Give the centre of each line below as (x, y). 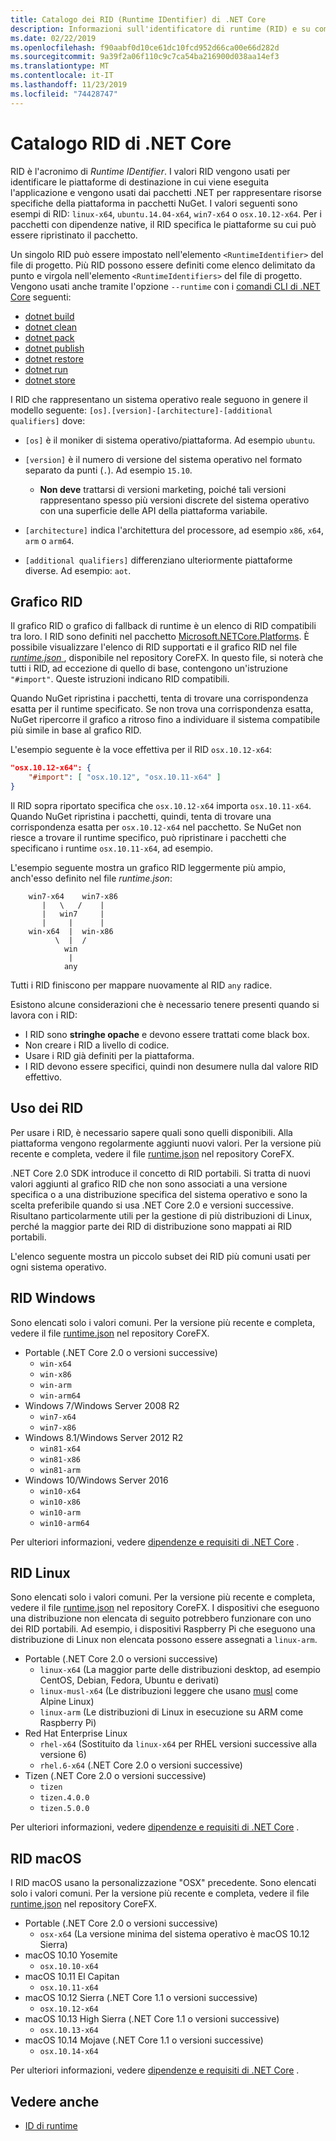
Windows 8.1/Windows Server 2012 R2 (104, 1437)
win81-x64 (60, 1449)
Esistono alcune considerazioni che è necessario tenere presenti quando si (165, 1004)
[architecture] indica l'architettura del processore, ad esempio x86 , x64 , (174, 530)
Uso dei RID (47, 1108)
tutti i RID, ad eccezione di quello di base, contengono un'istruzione (149, 668)
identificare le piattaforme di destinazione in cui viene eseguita (139, 182)
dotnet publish (54, 348)
